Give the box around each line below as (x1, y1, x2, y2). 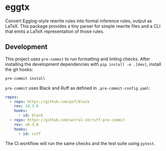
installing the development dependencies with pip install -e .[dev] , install (5, 61, 162, 67)
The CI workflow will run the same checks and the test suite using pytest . (5, 140, 156, 146)
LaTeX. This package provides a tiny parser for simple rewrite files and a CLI (5, 23, 161, 29)
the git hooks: (5, 66, 33, 72)
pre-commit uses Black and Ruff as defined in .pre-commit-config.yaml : (5, 85, 151, 91)
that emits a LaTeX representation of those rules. (5, 28, 105, 34)
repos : (5, 95, 19, 100)
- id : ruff (18, 131, 41, 136)
